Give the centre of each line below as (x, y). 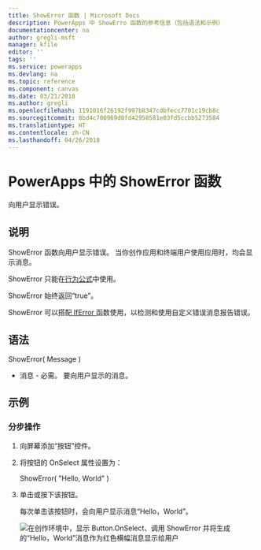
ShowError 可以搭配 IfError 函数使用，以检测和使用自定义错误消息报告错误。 (131, 313)
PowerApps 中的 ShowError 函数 (115, 181)
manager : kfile (33, 45)
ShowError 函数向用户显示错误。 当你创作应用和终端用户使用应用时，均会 (127, 252)
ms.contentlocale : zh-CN (49, 132)
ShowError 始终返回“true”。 (53, 295)
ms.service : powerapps (45, 67)
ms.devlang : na (33, 74)
